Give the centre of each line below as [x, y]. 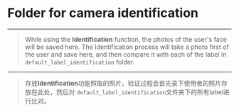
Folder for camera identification [103, 13]
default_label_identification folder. [80, 62]
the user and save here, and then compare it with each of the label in [126, 54]
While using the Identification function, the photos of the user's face [126, 39]
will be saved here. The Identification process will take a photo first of [127, 47]
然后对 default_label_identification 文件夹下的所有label [140, 92]
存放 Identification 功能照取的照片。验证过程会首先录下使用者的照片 [123, 83]
